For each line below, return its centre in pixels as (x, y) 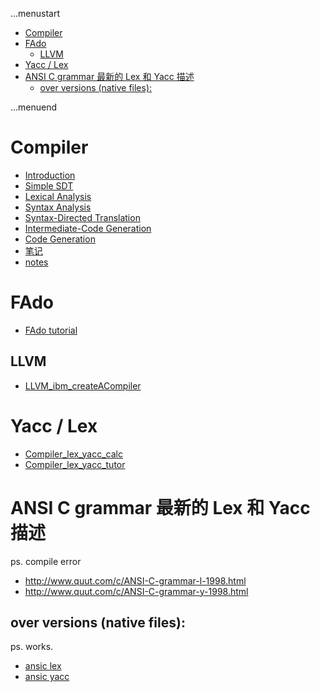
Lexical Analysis (58, 196)
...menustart (35, 13)
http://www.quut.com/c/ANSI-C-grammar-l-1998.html (135, 580)
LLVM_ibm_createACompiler (83, 385)
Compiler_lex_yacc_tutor (75, 464)
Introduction (50, 175)
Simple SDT (49, 185)
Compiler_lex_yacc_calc (73, 454)
